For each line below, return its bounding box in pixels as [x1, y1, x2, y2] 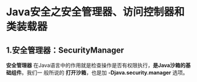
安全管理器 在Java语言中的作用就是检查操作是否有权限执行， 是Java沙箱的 [6, 62, 186, 69]
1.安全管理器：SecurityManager [6, 45, 125, 55]
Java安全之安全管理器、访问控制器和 [6, 5, 185, 19]
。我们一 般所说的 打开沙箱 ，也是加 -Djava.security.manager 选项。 [21, 69, 188, 76]
